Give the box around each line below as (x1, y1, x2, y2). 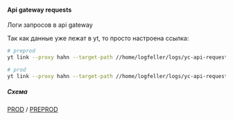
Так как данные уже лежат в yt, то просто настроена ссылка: (7, 34, 189, 43)
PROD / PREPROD (7, 105, 58, 113)
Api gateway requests (7, 6, 72, 14)
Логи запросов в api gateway (7, 21, 94, 29)
